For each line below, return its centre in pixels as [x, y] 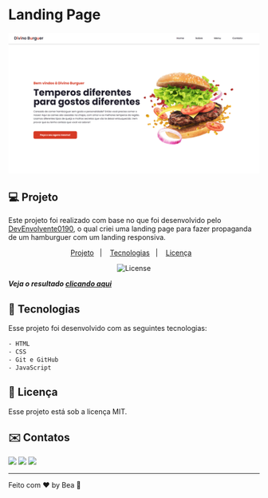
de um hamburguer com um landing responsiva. [87, 237]
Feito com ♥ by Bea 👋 [45, 484]
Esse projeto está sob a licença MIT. [68, 411]
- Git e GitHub [33, 360]
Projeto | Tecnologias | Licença [131, 253]
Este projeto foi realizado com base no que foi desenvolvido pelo [115, 221]
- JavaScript [30, 368]
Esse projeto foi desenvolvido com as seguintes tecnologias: [108, 329]
